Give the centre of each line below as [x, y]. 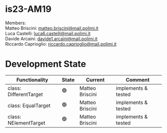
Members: [16, 23]
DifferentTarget [25, 94]
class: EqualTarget [29, 105]
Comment [138, 79]
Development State [45, 64]
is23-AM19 [28, 9]
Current [95, 79]
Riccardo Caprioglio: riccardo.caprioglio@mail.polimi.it [61, 44]
